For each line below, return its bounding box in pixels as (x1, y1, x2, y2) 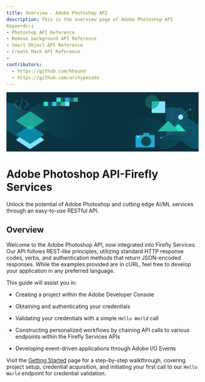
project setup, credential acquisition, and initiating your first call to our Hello (6, 363, 198, 370)
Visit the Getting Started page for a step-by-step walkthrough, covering (6, 356, 186, 364)
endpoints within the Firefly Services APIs (15, 332, 120, 340)
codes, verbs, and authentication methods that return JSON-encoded (6, 254, 181, 261)
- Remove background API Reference (6, 36, 97, 42)
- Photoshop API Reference (6, 29, 75, 36)
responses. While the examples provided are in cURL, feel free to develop (6, 260, 192, 268)
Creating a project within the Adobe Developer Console (15, 291, 154, 298)
